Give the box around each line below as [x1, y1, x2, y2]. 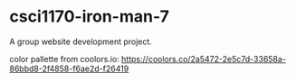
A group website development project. [9, 36, 152, 47]
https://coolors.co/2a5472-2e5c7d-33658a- [120, 53, 287, 64]
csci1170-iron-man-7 [9, 6, 170, 27]
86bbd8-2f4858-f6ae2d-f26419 [9, 63, 129, 74]
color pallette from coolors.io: [9, 53, 119, 64]
